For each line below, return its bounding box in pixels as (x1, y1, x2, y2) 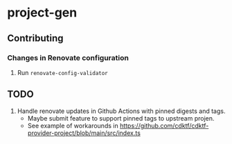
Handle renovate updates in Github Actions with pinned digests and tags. (17, 107, 226, 115)
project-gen (7, 5, 78, 21)
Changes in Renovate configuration (7, 53, 130, 63)
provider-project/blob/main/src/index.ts (27, 129, 141, 137)
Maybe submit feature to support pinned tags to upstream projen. (27, 114, 215, 122)
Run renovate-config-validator (17, 68, 109, 76)
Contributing (7, 32, 64, 44)
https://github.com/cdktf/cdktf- (120, 121, 209, 130)
